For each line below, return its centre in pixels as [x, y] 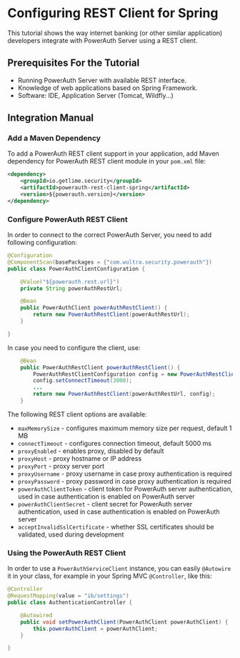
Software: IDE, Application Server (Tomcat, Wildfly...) [95, 95]
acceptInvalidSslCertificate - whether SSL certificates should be [116, 527]
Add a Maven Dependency [54, 139]
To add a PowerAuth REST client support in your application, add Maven [113, 154]
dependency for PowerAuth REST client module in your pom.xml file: [106, 161]
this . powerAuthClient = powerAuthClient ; [96, 629]
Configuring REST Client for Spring [113, 13]
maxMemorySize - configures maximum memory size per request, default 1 [125, 428]
